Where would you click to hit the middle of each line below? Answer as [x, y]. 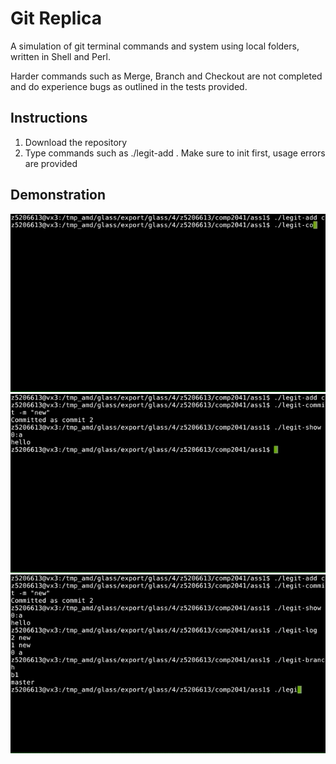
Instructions [49, 118]
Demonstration [58, 195]
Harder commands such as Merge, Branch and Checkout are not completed [166, 76]
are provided [51, 163]
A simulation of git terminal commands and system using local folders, [155, 46]
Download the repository [76, 142]
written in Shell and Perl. [60, 56]
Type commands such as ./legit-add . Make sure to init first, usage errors [175, 153]
